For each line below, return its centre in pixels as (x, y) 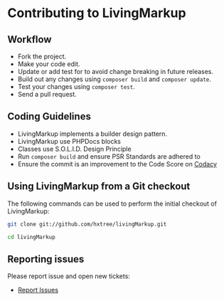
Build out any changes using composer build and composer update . (114, 79)
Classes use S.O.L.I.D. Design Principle (74, 149)
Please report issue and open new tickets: (69, 276)
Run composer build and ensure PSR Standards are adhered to (109, 156)
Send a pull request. (47, 94)
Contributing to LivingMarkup (97, 13)
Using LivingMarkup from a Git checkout (99, 186)
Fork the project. (42, 56)
